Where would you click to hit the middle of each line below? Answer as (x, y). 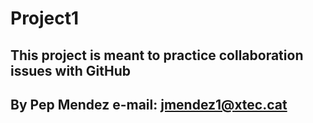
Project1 (45, 18)
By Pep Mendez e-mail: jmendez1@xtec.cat (149, 104)
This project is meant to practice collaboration (157, 55)
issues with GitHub (71, 70)
